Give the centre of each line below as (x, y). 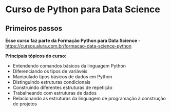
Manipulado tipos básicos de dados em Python (62, 77)
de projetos (25, 104)
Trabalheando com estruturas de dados (54, 93)
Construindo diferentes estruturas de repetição (63, 87)
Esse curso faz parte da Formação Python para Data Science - (73, 40)
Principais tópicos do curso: (36, 56)
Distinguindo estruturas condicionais (52, 82)
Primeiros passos (34, 28)
